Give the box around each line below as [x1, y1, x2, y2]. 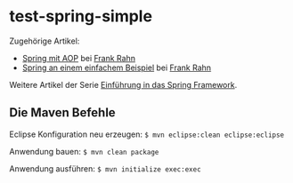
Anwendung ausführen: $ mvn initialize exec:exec [9, 163, 202, 174]
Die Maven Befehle [9, 105, 116, 121]
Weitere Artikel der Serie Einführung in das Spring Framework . [9, 79, 238, 90]
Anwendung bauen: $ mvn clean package [9, 146, 159, 156]
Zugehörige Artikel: [9, 36, 80, 46]
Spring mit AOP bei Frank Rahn [21, 52, 136, 63]
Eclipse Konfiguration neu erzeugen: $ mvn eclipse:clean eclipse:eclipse [9, 129, 285, 139]
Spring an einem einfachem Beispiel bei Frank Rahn [21, 62, 212, 73]
